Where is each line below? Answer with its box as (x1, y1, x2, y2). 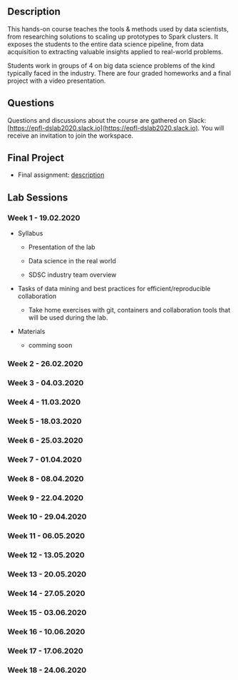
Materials (17, 328, 46, 336)
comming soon (28, 341, 73, 350)
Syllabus (17, 229, 43, 238)
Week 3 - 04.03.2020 (7, 377, 84, 387)
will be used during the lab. (28, 313, 108, 322)
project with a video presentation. (7, 76, 106, 85)
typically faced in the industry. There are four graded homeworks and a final (7, 68, 232, 77)
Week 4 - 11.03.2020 (7, 397, 81, 407)
